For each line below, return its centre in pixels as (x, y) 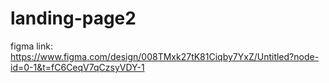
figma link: (31, 46)
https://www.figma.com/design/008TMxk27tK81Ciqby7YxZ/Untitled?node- (165, 56)
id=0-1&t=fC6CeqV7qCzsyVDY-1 (77, 67)
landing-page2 (73, 18)
